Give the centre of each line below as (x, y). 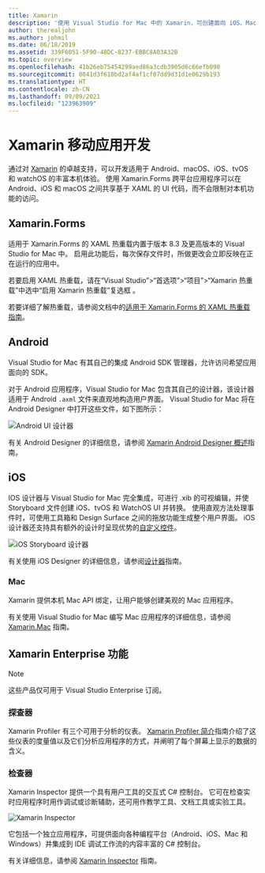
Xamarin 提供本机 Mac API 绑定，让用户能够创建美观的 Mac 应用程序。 (123, 600)
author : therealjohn (42, 30)
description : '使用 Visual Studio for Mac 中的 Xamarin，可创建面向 (117, 23)
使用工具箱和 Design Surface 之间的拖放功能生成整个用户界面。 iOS (145, 517)
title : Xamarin (33, 15)
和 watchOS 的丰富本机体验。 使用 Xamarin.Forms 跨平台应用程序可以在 (125, 179)
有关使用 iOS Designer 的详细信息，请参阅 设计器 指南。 (97, 561)
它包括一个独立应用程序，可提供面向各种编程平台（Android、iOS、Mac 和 (128, 834)
